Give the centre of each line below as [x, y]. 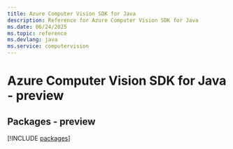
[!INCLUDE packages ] [39, 138]
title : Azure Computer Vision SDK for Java [72, 14]
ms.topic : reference [37, 33]
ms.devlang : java [33, 40]
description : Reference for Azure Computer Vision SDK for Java [103, 20]
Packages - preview [51, 121]
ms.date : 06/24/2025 [37, 27]
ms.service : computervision [48, 46]
